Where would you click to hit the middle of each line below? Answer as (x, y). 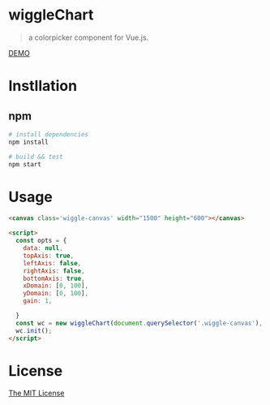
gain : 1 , (38, 301)
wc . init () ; (34, 330)
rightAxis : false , (54, 271)
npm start (25, 164)
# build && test (36, 157)
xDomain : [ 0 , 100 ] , (56, 286)
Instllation (43, 86)
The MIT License (36, 393)
